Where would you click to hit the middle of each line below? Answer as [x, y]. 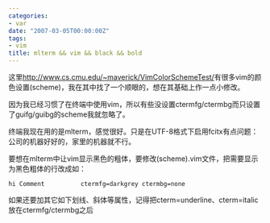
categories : [28, 16]
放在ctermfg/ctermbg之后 [51, 210]
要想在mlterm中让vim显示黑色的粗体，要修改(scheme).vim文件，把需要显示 [133, 159]
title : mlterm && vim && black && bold [75, 53]
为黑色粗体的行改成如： [47, 169]
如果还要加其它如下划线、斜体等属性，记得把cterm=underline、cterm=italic [133, 200]
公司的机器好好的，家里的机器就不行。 [72, 141]
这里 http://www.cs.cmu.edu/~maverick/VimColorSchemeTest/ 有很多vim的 [131, 77]
